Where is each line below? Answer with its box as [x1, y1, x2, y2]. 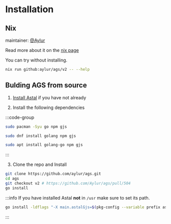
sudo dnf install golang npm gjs [5, 133, 76, 138]
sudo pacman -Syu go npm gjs [5, 124, 67, 129]
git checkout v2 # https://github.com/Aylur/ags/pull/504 [5, 181, 131, 186]
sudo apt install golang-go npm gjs [5, 143, 83, 148]
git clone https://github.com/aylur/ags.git [5, 172, 101, 177]
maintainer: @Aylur [5, 37, 45, 43]
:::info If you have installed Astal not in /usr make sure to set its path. [5, 194, 150, 201]
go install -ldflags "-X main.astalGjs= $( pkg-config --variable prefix [5, 205, 160, 210]
